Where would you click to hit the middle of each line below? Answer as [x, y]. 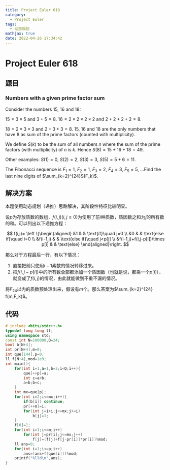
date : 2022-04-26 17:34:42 [34, 39]
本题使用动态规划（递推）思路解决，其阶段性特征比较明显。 [67, 206]
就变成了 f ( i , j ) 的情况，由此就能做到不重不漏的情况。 [66, 278]
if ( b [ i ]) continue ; [44, 401]
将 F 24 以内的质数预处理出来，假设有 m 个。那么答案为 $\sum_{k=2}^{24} [79, 290]
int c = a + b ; [35, 378]
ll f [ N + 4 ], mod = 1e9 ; [26, 359]
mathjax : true [20, 34]
